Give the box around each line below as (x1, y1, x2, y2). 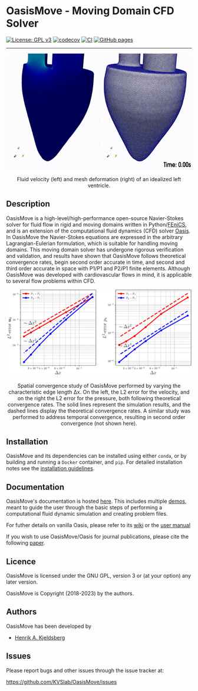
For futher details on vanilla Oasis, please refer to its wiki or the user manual (6, 522, 190, 529)
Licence (6, 556, 37, 566)
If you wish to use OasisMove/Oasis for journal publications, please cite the (6, 533, 189, 541)
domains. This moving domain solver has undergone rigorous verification (6, 246, 184, 253)
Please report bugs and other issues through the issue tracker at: (6, 667, 164, 674)
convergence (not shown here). (61, 420, 137, 427)
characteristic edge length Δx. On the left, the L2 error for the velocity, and (8, 388, 190, 395)
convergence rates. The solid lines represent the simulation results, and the (8, 401, 190, 408)
